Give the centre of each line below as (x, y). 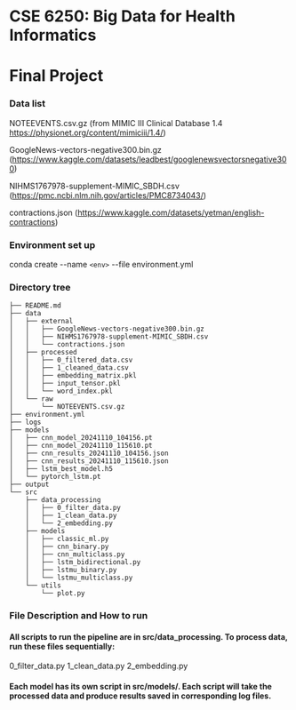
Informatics (53, 35)
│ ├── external (41, 322)
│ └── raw (31, 399)
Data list (28, 104)
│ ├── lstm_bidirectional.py (83, 562)
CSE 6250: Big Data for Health (122, 16)
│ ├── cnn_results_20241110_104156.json (89, 454)
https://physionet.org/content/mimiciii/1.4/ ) (88, 132)
